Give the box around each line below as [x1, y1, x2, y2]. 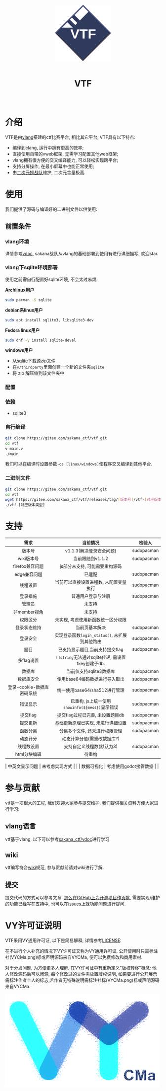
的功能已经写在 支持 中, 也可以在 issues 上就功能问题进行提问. [5, 901, 126, 907]
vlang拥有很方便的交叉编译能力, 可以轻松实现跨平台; [12, 157, 119, 163]
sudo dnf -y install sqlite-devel [5, 338, 77, 343]
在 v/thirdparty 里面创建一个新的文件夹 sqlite [12, 364, 105, 370]
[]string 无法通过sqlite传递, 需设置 [56, 654, 126, 660]
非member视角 [13, 609, 43, 615]
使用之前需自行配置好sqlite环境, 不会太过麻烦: [5, 276, 98, 282]
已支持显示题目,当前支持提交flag [58, 646, 124, 652]
